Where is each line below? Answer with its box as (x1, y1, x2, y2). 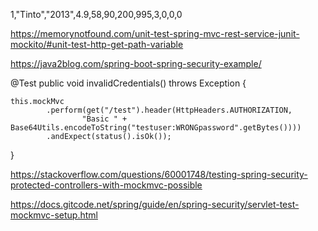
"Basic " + (81, 114, 128, 124)
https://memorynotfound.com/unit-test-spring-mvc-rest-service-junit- (10, 28, 300, 39)
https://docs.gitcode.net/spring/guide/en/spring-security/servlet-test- (10, 199, 300, 210)
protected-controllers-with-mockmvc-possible (10, 179, 203, 191)
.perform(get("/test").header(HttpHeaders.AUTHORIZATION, (46, 105, 293, 115)
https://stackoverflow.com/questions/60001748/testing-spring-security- (10, 169, 308, 180)
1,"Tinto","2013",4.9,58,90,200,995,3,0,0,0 (10, 9, 183, 20)
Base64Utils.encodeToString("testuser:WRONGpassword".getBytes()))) (10, 123, 302, 133)
